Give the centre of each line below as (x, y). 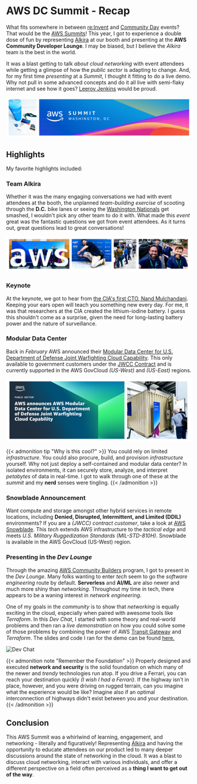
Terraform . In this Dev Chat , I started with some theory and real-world (91, 619)
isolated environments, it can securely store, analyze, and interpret (87, 470)
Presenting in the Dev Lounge (49, 557)
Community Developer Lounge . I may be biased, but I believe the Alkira (94, 46)
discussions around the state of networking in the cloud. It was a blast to (94, 756)
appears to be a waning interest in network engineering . (74, 595)
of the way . (20, 775)
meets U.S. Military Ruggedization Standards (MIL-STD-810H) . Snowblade (96, 536)
